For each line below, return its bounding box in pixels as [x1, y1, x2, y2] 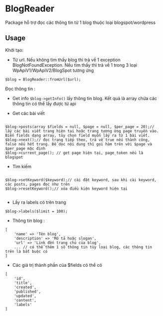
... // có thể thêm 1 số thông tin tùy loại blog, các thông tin [14, 244, 153, 249]
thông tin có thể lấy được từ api [12, 101, 77, 106]
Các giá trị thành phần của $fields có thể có [12, 262, 102, 268]
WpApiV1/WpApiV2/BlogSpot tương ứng [12, 67, 94, 73]
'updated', [14, 293, 37, 299]
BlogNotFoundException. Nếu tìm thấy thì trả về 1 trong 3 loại [12, 62, 138, 68]
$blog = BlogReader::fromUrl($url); [5, 77, 81, 82]
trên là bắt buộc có [5, 249, 48, 254]
